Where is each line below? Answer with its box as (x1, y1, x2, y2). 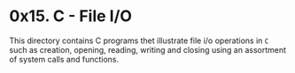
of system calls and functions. (9, 54, 120, 64)
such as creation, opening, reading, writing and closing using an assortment (9, 44, 286, 55)
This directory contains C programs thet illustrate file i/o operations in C (9, 35, 269, 46)
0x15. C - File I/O (9, 6, 133, 26)
